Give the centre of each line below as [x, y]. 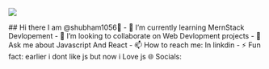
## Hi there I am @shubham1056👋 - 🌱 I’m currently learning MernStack [126, 27]
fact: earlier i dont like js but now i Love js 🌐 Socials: [95, 57]
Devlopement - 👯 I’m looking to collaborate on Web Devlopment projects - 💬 [134, 36]
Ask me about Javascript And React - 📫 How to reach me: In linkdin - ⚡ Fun [134, 45]
